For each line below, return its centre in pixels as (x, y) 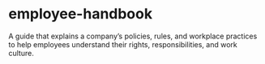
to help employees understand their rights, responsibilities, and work (123, 44)
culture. (21, 53)
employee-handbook (80, 14)
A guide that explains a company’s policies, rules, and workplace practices (133, 36)
